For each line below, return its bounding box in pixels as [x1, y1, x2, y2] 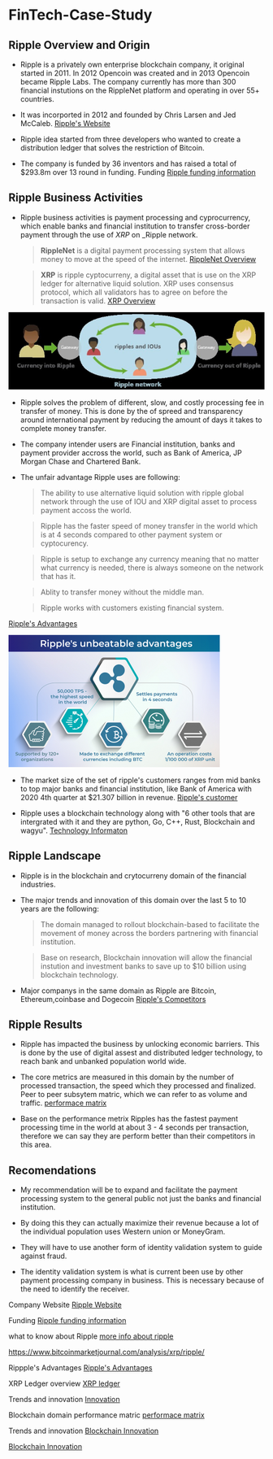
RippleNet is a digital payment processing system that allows [40, 246, 245, 255]
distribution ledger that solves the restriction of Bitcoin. [19, 143, 205, 152]
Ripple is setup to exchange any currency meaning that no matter [40, 554, 260, 564]
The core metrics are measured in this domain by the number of [19, 1072, 234, 1082]
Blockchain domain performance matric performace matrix [8, 1410, 205, 1420]
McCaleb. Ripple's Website [19, 119, 111, 128]
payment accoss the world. [40, 505, 132, 515]
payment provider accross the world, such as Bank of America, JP [19, 447, 242, 457]
